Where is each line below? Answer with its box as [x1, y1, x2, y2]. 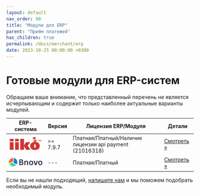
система [14, 126, 37, 133]
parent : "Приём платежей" [6, 29, 70, 35]
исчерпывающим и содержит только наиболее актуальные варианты [6, 99, 183, 107]
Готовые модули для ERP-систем [6, 74, 180, 88]
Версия [48, 122, 67, 129]
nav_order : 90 [6, 15, 42, 22]
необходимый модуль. [6, 182, 64, 190]
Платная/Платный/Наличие [72, 134, 142, 141]
